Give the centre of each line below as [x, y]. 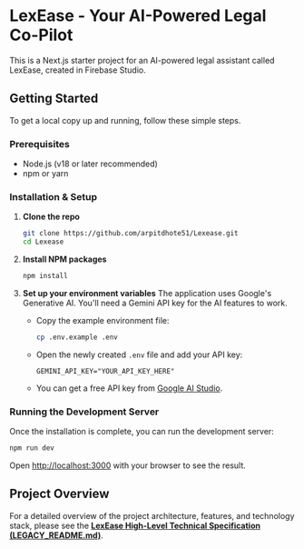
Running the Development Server [84, 412]
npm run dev [32, 448]
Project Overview [59, 494]
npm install [45, 276]
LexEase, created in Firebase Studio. [78, 70]
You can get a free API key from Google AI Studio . [129, 388]
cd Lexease [43, 242]
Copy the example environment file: [103, 320]
